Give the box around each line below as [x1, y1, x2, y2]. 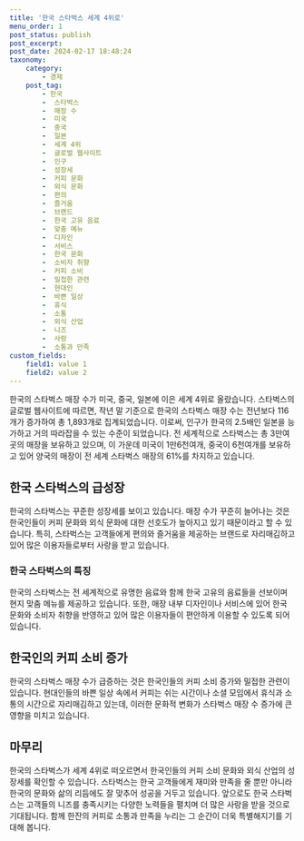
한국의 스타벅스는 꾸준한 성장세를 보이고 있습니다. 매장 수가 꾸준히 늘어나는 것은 [9, 506, 290, 517]
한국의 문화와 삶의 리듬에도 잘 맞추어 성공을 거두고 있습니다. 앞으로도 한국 [9, 787, 269, 799]
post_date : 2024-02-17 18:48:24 [9, 47, 132, 56]
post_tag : [25, 81, 64, 90]
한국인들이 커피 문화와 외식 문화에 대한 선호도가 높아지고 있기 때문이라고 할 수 [9, 517, 283, 528]
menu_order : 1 [9, 22, 64, 31]
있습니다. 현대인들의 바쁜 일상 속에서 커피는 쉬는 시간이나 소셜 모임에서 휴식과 [9, 688, 283, 698]
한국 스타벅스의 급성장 [9, 480, 125, 495]
